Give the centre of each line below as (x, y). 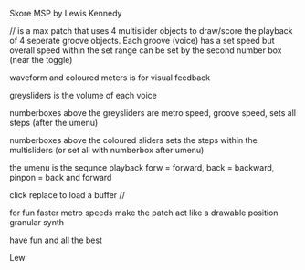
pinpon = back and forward (61, 177)
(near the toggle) (41, 60)
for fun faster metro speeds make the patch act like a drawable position (144, 213)
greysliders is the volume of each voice (84, 95)
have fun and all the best (56, 240)
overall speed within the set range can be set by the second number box (146, 50)
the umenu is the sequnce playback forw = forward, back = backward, (142, 167)
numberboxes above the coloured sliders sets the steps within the (133, 140)
